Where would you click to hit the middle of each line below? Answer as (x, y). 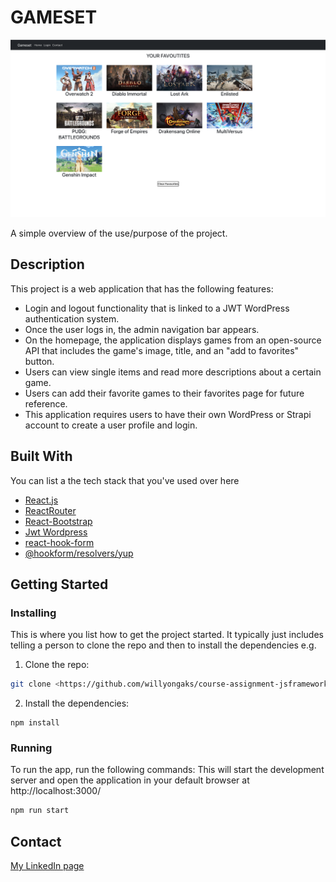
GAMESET (54, 17)
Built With (41, 456)
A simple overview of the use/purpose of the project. (119, 233)
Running (31, 748)
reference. (46, 403)
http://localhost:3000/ (56, 791)
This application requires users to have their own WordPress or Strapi (168, 414)
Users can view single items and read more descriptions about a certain (173, 372)
